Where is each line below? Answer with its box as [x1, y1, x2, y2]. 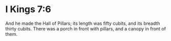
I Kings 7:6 [5, 4, 51, 15]
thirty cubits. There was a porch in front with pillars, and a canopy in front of [5, 25, 166, 31]
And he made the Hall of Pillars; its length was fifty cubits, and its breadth [5, 20, 160, 26]
